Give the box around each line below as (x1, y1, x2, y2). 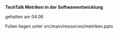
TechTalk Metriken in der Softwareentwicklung (5, 4, 103, 10)
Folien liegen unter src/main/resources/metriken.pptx (5, 23, 114, 29)
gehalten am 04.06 (5, 14, 43, 19)
